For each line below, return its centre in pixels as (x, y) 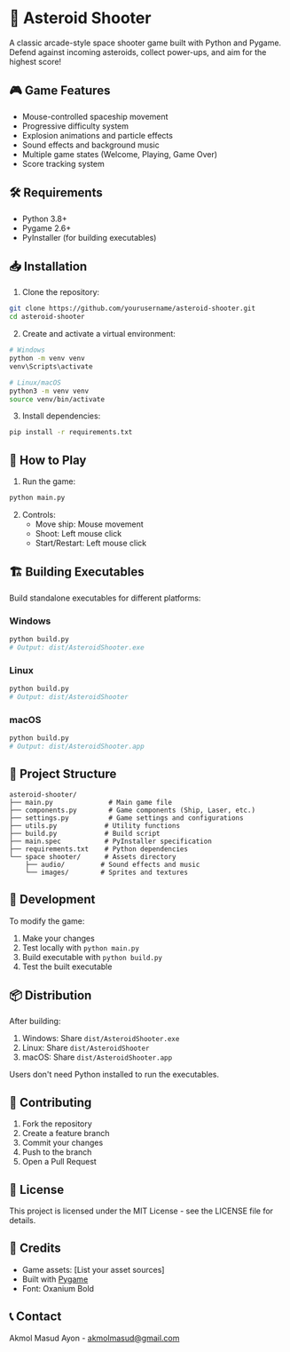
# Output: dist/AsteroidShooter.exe (77, 648)
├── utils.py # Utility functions (94, 825)
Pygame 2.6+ (47, 228)
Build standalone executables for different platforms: (105, 598)
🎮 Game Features (60, 91)
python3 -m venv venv (49, 391)
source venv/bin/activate (57, 399)
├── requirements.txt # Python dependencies (99, 849)
